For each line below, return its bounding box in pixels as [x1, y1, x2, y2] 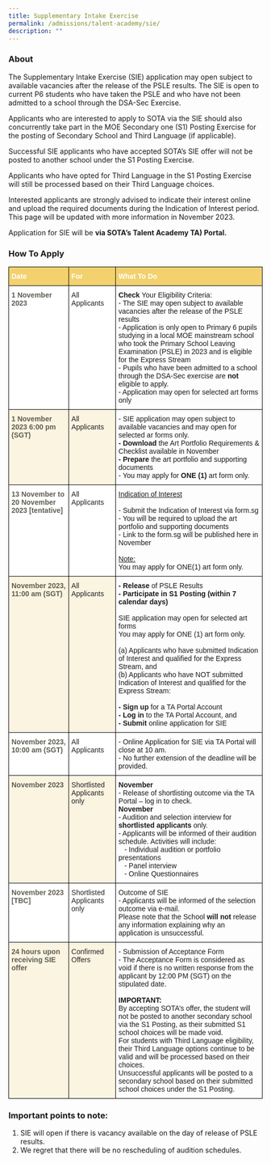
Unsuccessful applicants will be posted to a [118, 1068, 253, 1077]
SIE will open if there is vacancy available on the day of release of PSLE [19, 1128, 258, 1138]
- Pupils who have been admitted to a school [118, 363, 258, 372]
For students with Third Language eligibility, [118, 1036, 254, 1045]
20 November [11, 497, 56, 506]
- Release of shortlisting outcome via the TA [118, 788, 255, 797]
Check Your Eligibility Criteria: [118, 290, 212, 299]
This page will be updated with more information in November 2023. [8, 212, 236, 222]
